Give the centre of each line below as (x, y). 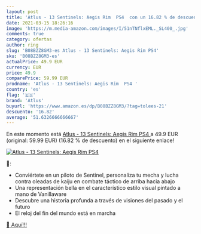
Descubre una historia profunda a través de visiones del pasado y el (99, 201)
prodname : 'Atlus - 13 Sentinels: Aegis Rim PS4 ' (72, 84)
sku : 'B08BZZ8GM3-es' (33, 56)
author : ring (22, 45)
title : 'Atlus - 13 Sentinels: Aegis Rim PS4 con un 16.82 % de (91, 17)
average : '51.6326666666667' (42, 117)
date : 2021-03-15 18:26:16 (40, 23)
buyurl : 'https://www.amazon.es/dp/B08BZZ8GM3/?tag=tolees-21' (87, 106)
